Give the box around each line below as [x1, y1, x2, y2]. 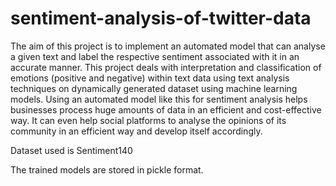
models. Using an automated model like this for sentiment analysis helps [10, 93, 308, 105]
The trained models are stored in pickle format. [10, 163, 204, 176]
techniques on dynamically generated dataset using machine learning [10, 82, 298, 94]
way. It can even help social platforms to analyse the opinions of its [10, 114, 287, 126]
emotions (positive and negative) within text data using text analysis [10, 72, 290, 84]
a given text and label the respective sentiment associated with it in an [10, 50, 300, 62]
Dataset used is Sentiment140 [10, 144, 133, 156]
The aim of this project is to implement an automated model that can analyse [10, 40, 326, 52]
